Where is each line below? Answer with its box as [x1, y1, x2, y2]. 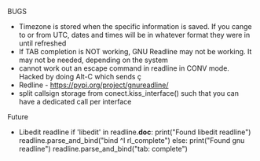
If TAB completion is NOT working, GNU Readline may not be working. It [18, 47, 252, 56]
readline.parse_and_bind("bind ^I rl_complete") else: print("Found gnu [18, 136, 245, 145]
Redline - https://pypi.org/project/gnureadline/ [18, 80, 169, 90]
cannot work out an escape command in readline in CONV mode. [18, 64, 229, 73]
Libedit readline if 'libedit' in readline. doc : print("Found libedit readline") [18, 127, 251, 137]
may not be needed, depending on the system [18, 55, 168, 64]
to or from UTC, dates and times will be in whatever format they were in [18, 31, 251, 39]
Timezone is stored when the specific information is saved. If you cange [18, 22, 252, 31]
